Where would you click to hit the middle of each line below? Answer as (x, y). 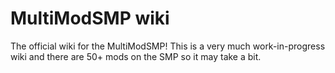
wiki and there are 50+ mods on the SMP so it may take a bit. (136, 56)
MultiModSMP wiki (90, 18)
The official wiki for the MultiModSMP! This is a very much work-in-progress (168, 46)
